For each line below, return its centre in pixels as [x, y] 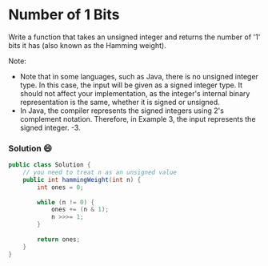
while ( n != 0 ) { [66, 202]
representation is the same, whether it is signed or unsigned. [120, 102]
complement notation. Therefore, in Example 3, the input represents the [138, 119]
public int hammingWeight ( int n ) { [82, 179]
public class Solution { [50, 165]
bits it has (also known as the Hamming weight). [87, 45]
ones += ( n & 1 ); [80, 210]
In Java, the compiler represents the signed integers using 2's [122, 111]
